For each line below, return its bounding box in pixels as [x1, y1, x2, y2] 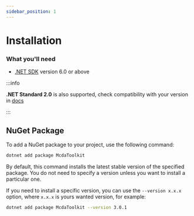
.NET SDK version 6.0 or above [14, 68, 90, 75]
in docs [6, 97, 24, 104]
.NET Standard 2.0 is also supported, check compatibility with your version [6, 91, 189, 98]
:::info [6, 80, 20, 87]
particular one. [6, 176, 42, 183]
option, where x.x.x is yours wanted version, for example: [6, 193, 147, 200]
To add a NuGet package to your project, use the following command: [6, 141, 175, 148]
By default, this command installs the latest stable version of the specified [6, 163, 185, 170]
